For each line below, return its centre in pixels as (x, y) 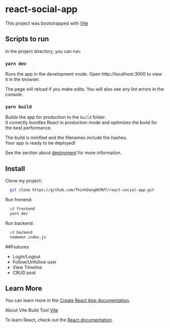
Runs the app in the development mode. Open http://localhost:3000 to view (84, 74)
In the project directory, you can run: (43, 51)
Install (15, 169)
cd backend (21, 232)
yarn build (18, 107)
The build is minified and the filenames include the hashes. (66, 138)
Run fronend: (19, 200)
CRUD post (24, 273)
